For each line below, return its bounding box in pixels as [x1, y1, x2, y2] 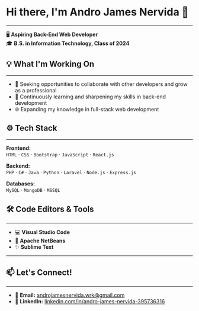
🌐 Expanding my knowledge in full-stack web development [14, 105, 159, 113]
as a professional [14, 86, 57, 94]
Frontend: [6, 145, 31, 152]
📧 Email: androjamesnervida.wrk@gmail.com [14, 291, 125, 299]
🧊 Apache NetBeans [14, 237, 66, 245]
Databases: [6, 180, 36, 187]
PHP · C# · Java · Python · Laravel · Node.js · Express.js [6, 168, 136, 175]
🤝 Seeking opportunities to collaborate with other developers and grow [14, 80, 188, 88]
